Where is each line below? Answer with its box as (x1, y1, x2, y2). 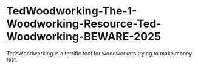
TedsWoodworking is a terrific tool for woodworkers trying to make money (6, 49, 193, 57)
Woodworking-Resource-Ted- (6, 17, 162, 31)
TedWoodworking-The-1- (6, 4, 137, 18)
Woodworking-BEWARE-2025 (6, 30, 162, 43)
